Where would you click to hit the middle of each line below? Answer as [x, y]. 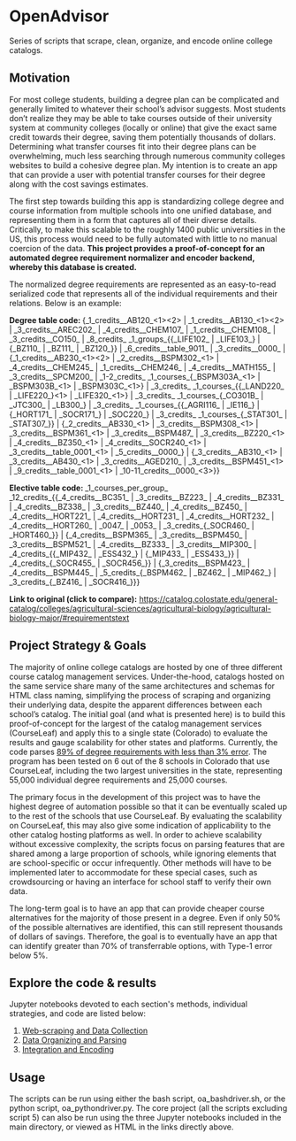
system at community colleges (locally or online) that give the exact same [143, 127]
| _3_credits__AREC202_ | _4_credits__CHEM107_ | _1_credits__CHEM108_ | [143, 329]
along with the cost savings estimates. [79, 184]
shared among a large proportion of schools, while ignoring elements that [143, 853]
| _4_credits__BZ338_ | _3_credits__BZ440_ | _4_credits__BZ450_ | [128, 506]
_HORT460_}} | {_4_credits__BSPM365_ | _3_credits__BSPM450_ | [128, 535]
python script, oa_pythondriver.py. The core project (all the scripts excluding [148, 1108]
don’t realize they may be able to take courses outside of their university [140, 118]
